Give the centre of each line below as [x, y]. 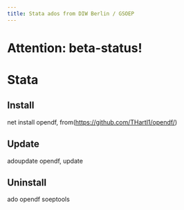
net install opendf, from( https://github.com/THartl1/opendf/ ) [92, 122]
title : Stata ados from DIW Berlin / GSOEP [71, 14]
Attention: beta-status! [75, 48]
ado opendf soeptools [39, 200]
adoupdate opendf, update [45, 161]
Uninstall [27, 183]
